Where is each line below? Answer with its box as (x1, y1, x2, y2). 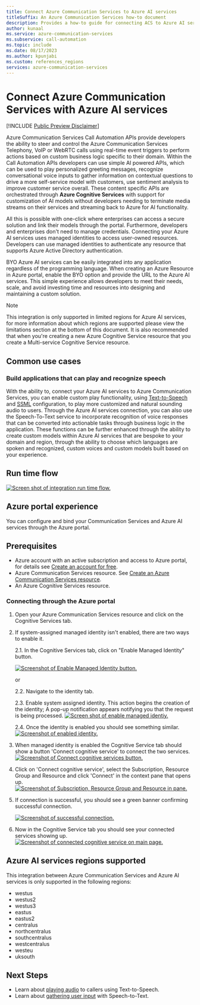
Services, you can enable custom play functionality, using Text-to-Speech (6, 394, 188, 401)
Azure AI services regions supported (6, 856, 146, 866)
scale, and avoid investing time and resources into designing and (6, 284, 165, 291)
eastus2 (14, 915, 35, 922)
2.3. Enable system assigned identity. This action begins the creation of (14, 699, 190, 706)
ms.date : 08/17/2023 (6, 48, 58, 54)
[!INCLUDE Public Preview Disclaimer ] (6, 122, 99, 130)
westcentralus (14, 940, 50, 947)
